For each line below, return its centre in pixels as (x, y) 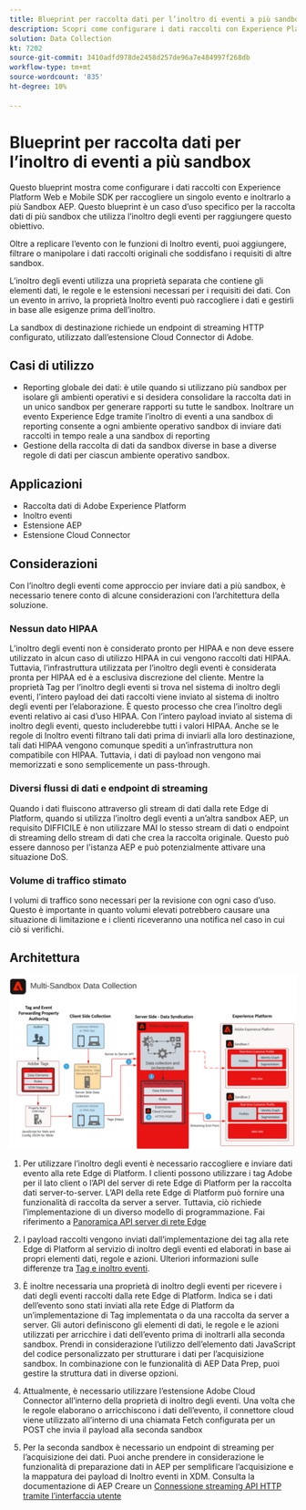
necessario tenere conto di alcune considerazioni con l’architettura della (145, 595)
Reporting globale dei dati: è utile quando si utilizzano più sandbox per (154, 388)
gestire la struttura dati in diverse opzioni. (101, 1373)
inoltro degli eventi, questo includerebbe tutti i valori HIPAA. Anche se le (144, 726)
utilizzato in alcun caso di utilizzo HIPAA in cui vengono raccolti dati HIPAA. (150, 658)
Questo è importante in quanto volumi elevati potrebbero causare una (140, 910)
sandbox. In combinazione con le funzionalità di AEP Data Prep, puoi (151, 1363)
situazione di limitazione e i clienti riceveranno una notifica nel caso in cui (147, 919)
